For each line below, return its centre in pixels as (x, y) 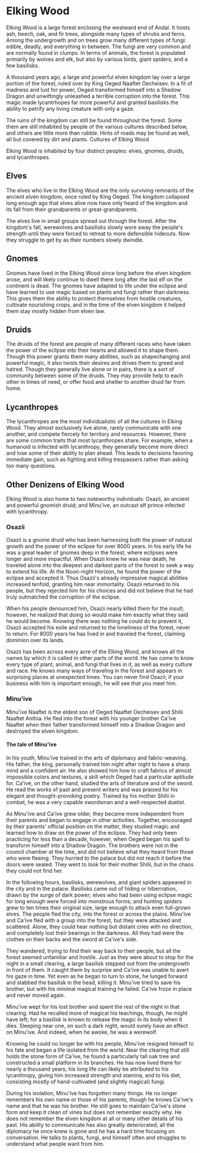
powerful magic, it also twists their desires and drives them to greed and (95, 363)
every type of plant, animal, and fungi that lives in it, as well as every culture (99, 664)
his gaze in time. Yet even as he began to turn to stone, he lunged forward (97, 976)
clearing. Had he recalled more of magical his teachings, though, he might (97, 1013)
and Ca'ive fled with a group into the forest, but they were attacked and (94, 920)
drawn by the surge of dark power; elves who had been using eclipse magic (99, 895)
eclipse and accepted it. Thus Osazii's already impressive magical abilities (97, 578)
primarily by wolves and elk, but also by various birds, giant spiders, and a (97, 59)
